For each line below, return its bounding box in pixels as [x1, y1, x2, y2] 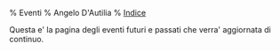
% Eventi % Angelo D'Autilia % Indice [9, 8, 147, 18]
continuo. [9, 34, 44, 44]
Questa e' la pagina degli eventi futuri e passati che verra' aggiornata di [9, 25, 271, 34]
